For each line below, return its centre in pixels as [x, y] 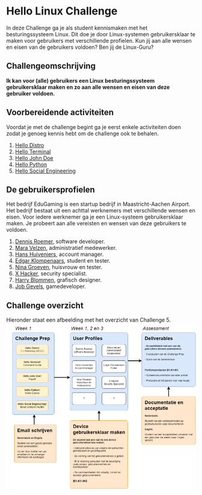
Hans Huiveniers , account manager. [59, 254]
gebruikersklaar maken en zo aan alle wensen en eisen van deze [88, 87]
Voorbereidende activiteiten [60, 113]
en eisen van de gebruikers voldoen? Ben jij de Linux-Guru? [80, 47]
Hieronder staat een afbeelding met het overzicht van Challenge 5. [89, 320]
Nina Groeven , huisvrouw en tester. [59, 267]
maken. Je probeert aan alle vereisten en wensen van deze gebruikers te [96, 223]
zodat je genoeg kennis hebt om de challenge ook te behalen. [83, 133]
